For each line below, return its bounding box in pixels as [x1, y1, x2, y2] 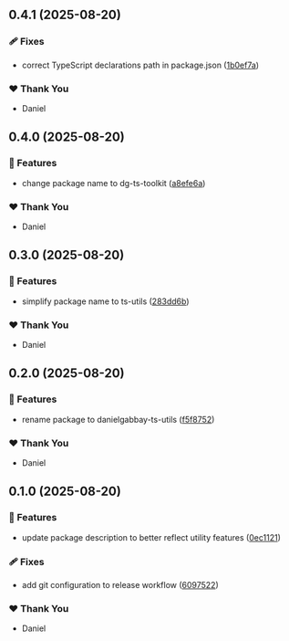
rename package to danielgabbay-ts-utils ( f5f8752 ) [21, 414, 215, 425]
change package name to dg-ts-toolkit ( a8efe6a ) [21, 177, 206, 188]
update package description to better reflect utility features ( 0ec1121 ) [21, 531, 282, 542]
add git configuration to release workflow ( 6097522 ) [21, 579, 220, 590]
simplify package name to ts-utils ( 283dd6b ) [21, 296, 190, 307]
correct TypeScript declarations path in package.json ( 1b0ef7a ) [21, 59, 260, 70]
